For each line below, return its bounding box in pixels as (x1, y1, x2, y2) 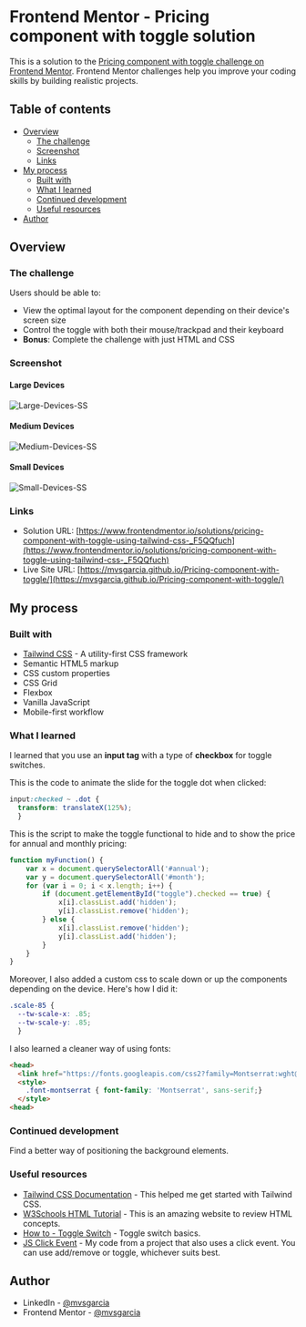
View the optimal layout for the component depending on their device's (22, 305, 290, 316)
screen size (22, 314, 66, 325)
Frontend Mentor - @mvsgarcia (22, 1307, 141, 1318)
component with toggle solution (9, 26, 256, 46)
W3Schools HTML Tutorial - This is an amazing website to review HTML (22, 1208, 293, 1219)
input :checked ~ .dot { (9, 795, 100, 804)
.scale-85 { (9, 1001, 55, 1011)
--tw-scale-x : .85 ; (17, 1010, 92, 1019)
